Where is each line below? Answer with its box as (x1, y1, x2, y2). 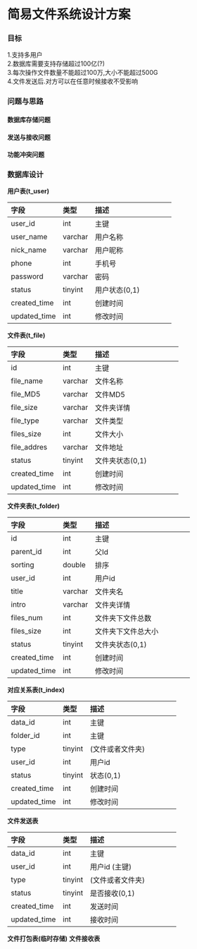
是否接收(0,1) (89, 888, 135, 898)
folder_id (11, 731, 40, 741)
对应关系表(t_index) (7, 686, 65, 694)
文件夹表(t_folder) (7, 502, 60, 510)
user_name (11, 232, 48, 242)
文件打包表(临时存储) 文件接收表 (7, 934, 101, 943)
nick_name (11, 245, 47, 255)
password (11, 272, 44, 282)
